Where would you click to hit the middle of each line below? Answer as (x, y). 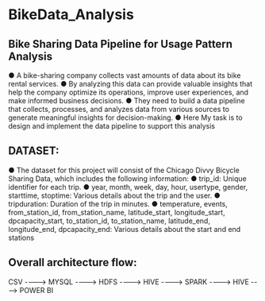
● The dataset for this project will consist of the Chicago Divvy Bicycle (124, 170)
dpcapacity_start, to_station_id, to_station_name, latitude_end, (109, 221)
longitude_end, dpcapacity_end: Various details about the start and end (125, 229)
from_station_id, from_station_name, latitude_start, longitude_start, (117, 212)
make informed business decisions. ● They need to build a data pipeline (127, 100)
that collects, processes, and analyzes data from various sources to (119, 109)
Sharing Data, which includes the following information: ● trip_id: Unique (128, 178)
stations (21, 237)
